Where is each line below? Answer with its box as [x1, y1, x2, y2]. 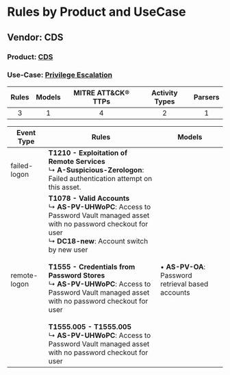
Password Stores [48, 270, 105, 280]
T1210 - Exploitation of [48, 148, 128, 158]
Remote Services [48, 156, 105, 166]
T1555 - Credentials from [48, 262, 136, 271]
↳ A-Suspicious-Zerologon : [48, 165, 144, 175]
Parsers [194, 92, 220, 101]
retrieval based [159, 279, 209, 289]
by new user [48, 245, 88, 254]
